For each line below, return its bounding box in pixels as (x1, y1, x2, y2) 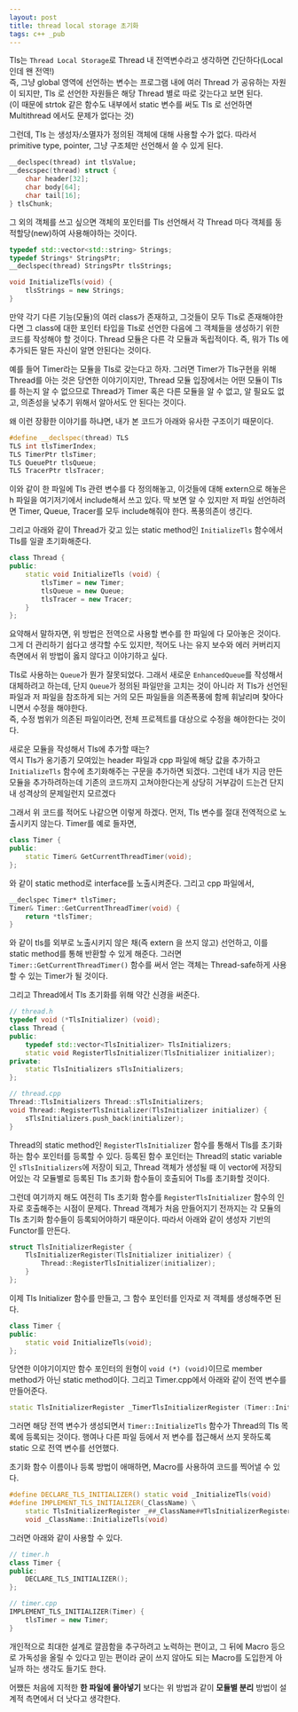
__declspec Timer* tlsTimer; (9, 895, 117, 904)
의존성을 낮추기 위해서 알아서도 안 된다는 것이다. (20, 397, 186, 407)
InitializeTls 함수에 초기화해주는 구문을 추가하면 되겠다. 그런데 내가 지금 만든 (9, 766, 284, 777)
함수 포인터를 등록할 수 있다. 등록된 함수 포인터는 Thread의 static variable (25, 1150, 282, 1161)
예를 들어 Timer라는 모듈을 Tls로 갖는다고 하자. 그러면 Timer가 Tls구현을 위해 (9, 363, 277, 374)
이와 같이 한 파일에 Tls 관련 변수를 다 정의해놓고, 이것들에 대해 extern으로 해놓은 (9, 484, 286, 494)
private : (9, 1057, 42, 1066)
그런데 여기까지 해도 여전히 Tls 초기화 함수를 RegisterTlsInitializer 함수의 (9, 1191, 276, 1203)
